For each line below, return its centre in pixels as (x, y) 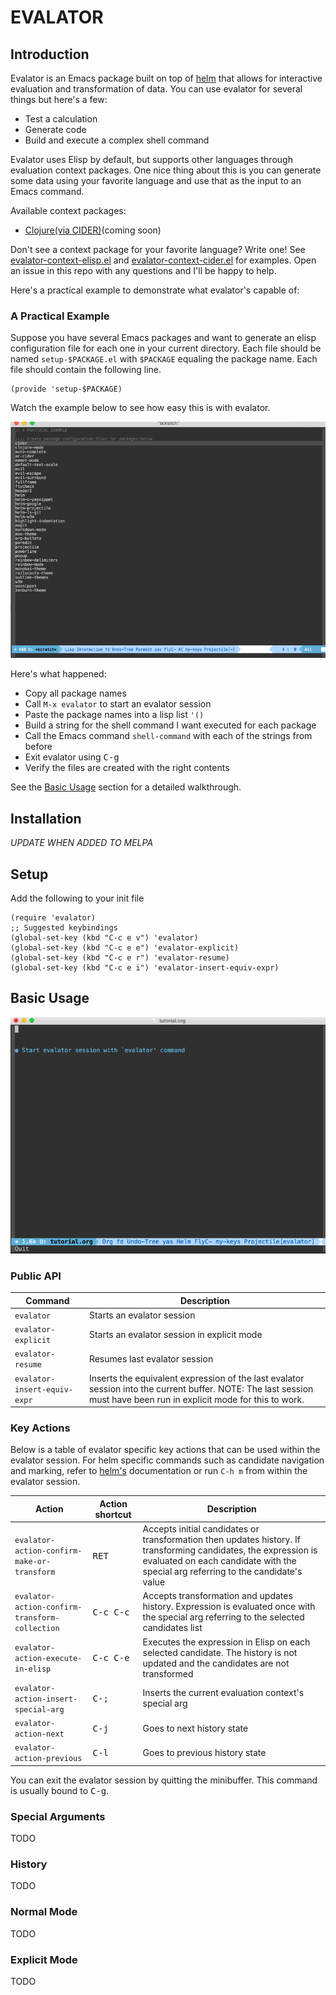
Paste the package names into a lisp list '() (114, 715)
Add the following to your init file (77, 898)
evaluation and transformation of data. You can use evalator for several (156, 89)
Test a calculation (61, 119)
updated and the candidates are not (216, 1663)
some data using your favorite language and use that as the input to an (156, 180)
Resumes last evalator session (151, 1358)
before (38, 747)
